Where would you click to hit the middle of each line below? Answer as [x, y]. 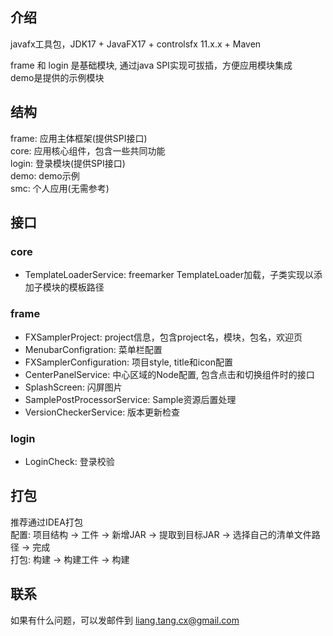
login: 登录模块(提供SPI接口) [68, 163]
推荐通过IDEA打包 [46, 522]
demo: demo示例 [45, 175]
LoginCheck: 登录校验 [69, 461]
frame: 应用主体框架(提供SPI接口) [79, 138]
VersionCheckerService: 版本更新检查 [102, 412]
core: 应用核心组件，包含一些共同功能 [88, 150]
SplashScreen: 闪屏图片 [73, 387]
